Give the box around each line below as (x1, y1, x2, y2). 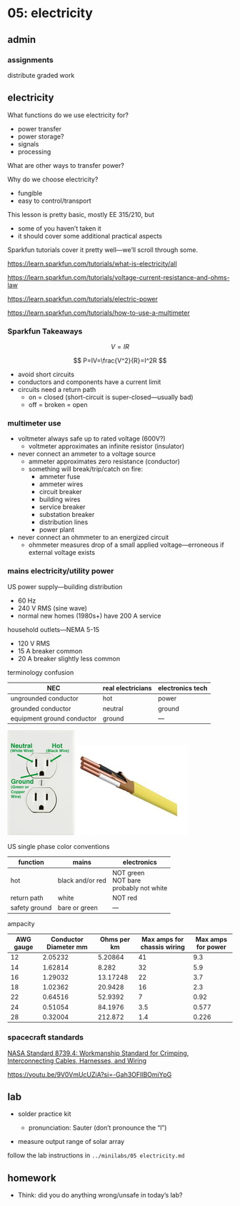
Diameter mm (46, 943, 88, 951)
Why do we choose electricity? (7, 175, 99, 184)
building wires (39, 495, 81, 504)
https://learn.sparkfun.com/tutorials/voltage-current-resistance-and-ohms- (7, 273, 230, 281)
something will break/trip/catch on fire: (28, 465, 143, 473)
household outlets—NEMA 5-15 (7, 625, 100, 633)
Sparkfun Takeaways (7, 326, 83, 336)
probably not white (112, 883, 168, 892)
